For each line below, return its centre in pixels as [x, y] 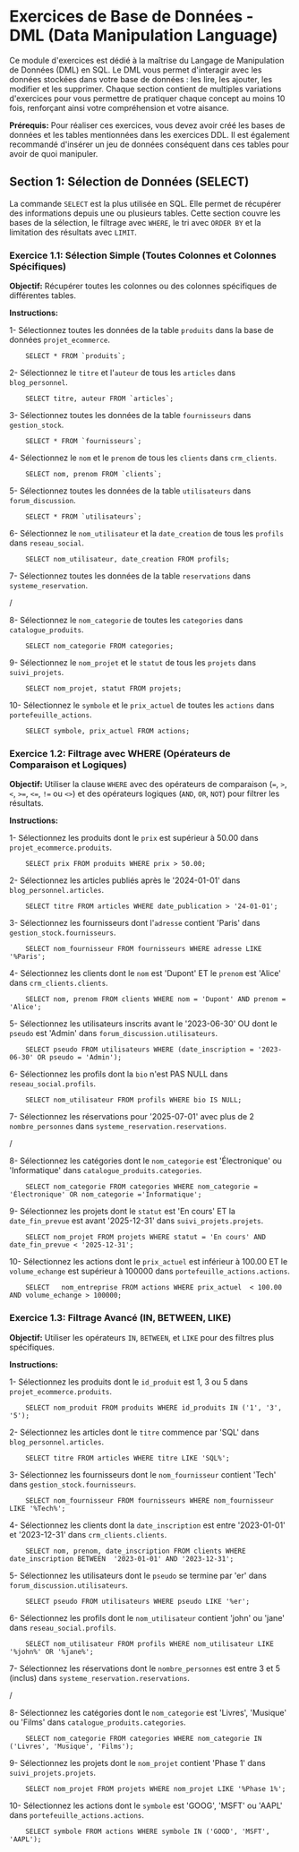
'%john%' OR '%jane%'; [51, 1651]
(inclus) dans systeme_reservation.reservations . [100, 1677]
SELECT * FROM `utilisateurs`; [84, 517]
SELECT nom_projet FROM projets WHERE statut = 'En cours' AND [146, 1238]
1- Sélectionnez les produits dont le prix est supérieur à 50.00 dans [134, 838]
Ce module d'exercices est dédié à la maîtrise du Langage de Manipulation [147, 60]
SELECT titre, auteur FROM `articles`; [100, 399]
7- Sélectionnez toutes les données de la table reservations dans [130, 576]
